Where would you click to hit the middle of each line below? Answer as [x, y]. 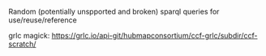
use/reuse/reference [43, 20]
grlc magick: [29, 36]
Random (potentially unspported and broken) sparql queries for [114, 12]
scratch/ [22, 44]
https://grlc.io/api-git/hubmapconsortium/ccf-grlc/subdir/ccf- [154, 36]
